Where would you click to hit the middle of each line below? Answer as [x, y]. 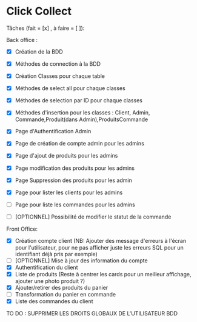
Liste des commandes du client [54, 301]
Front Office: [22, 229]
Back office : [22, 40]
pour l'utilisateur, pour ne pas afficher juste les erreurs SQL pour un [99, 247]
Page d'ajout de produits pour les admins [66, 156]
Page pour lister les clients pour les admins [69, 192]
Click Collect [39, 11]
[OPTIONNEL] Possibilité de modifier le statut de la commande [93, 217]
